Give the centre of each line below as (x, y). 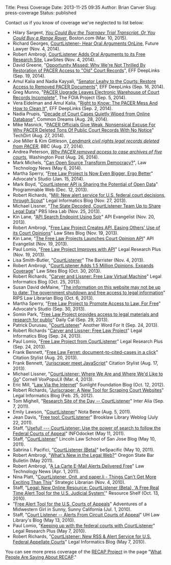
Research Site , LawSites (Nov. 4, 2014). (54, 60)
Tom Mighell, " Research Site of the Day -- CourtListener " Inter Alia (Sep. (88, 401)
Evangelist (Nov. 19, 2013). (40, 244)
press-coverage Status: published (41, 13)
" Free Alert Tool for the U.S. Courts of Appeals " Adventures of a (80, 504)
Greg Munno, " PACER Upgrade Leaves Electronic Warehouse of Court (86, 92)
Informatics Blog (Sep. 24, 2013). (47, 336)
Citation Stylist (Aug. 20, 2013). (45, 357)
